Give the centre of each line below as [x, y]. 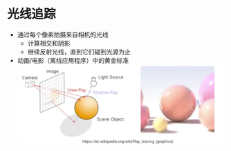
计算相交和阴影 [49, 43]
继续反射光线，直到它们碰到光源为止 [79, 52]
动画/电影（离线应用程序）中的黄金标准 [73, 60]
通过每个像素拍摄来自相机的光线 [63, 34]
